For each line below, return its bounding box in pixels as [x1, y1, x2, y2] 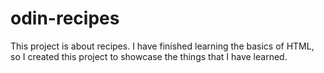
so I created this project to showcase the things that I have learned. [10, 50, 288, 62]
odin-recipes [10, 7, 120, 30]
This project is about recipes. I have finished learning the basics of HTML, [10, 40, 315, 52]
